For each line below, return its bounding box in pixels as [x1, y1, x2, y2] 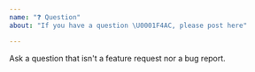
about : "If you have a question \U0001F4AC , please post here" [9, 21, 248, 30]
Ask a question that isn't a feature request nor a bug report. [9, 53, 226, 63]
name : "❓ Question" [9, 12, 81, 22]
